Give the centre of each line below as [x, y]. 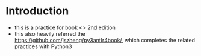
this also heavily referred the [50, 33]
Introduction [37, 11]
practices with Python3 [43, 46]
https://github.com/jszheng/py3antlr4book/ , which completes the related [104, 40]
